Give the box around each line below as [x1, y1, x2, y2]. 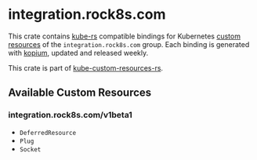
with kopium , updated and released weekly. [8, 48, 149, 57]
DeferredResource [19, 129, 77, 136]
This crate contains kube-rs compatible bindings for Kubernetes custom [8, 31, 241, 41]
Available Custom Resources [8, 86, 152, 100]
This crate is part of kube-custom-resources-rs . [8, 63, 163, 72]
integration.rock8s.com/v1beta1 [8, 110, 133, 121]
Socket [19, 145, 42, 154]
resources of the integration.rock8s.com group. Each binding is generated [8, 39, 250, 49]
